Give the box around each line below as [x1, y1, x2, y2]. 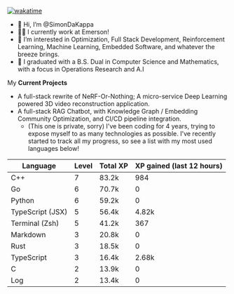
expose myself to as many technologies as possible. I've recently [27, 130, 216, 138]
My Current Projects [7, 79, 68, 87]
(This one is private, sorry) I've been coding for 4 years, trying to [27, 122, 216, 130]
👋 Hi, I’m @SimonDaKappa [17, 20, 95, 28]
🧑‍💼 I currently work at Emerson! [17, 28, 110, 36]
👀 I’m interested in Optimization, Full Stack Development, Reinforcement [17, 35, 226, 44]
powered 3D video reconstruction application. [17, 100, 151, 108]
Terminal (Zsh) [11, 218, 60, 228]
